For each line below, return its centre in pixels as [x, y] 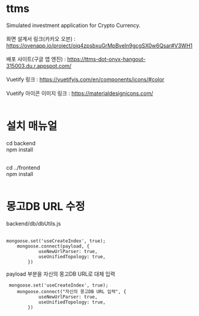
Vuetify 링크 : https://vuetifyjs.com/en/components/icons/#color [85, 79]
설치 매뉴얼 [32, 126]
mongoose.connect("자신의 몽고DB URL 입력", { [72, 291]
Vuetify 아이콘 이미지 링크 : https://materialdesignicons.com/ [80, 93]
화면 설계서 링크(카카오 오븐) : [41, 38]
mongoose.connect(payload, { [53, 246]
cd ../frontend [23, 168]
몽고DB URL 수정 [46, 207]
